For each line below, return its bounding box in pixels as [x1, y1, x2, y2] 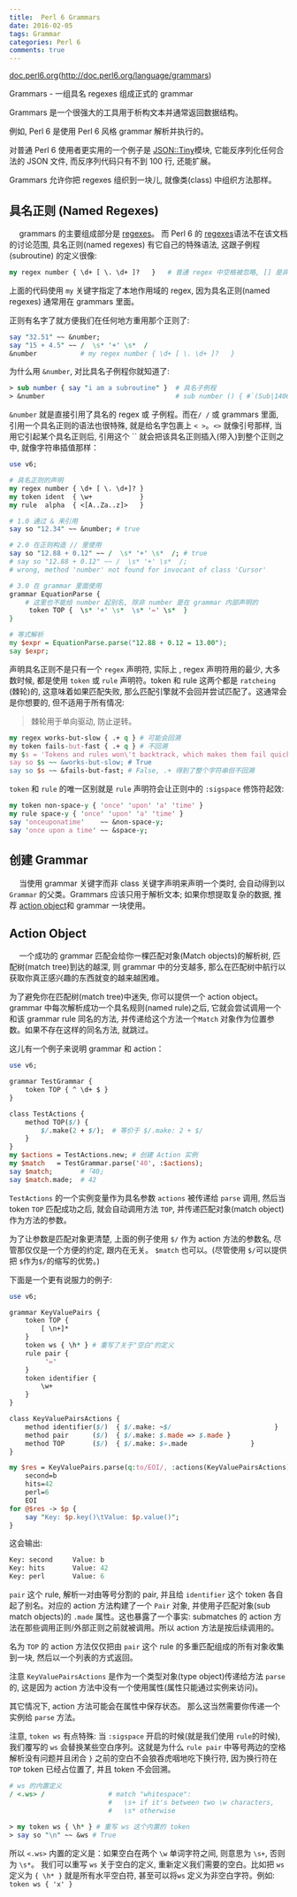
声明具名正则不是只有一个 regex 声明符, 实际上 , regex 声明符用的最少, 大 [9, 664, 273, 674]
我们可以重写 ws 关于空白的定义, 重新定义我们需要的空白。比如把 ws [41, 1859, 285, 1870]
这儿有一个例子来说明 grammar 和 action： [9, 1043, 164, 1054]
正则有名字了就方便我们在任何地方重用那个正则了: [9, 315, 190, 326]
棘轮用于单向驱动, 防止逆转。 [30, 716, 137, 726]
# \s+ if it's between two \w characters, [107, 1798, 275, 1807]
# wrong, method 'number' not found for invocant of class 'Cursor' [9, 565, 267, 574]
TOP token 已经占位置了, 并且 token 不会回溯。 [9, 1764, 176, 1775]
